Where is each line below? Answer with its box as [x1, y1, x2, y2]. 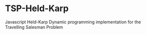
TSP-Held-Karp [5, 3, 69, 14]
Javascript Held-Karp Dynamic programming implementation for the [5, 19, 141, 25]
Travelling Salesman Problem [5, 24, 63, 30]
